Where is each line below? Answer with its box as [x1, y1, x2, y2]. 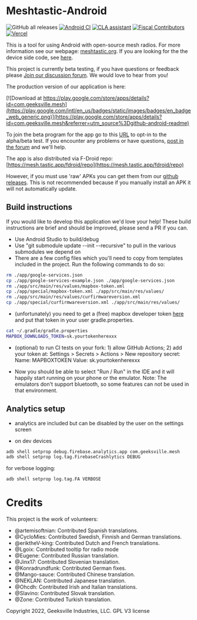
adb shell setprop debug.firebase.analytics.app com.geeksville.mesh [6, 448, 181, 455]
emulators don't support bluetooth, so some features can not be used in [14, 380, 189, 388]
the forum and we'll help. [6, 143, 66, 150]
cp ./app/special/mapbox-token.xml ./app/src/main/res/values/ [6, 288, 165, 294]
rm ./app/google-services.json [6, 272, 83, 278]
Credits [6, 496, 43, 510]
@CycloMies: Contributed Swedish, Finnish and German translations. [14, 533, 182, 540]
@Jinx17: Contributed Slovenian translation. [14, 559, 121, 566]
